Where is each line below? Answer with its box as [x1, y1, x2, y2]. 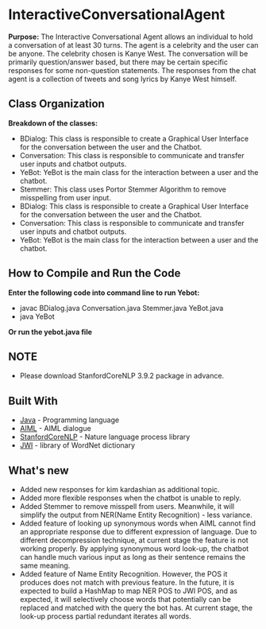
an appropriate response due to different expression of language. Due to [19, 527, 257, 536]
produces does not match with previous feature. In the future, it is [19, 578, 235, 587]
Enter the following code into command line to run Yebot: [8, 288, 200, 297]
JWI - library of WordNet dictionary [19, 441, 136, 450]
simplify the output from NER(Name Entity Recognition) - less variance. [19, 511, 253, 519]
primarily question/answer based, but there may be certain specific [8, 57, 229, 67]
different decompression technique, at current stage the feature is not [19, 535, 249, 545]
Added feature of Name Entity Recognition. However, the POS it [19, 569, 228, 578]
